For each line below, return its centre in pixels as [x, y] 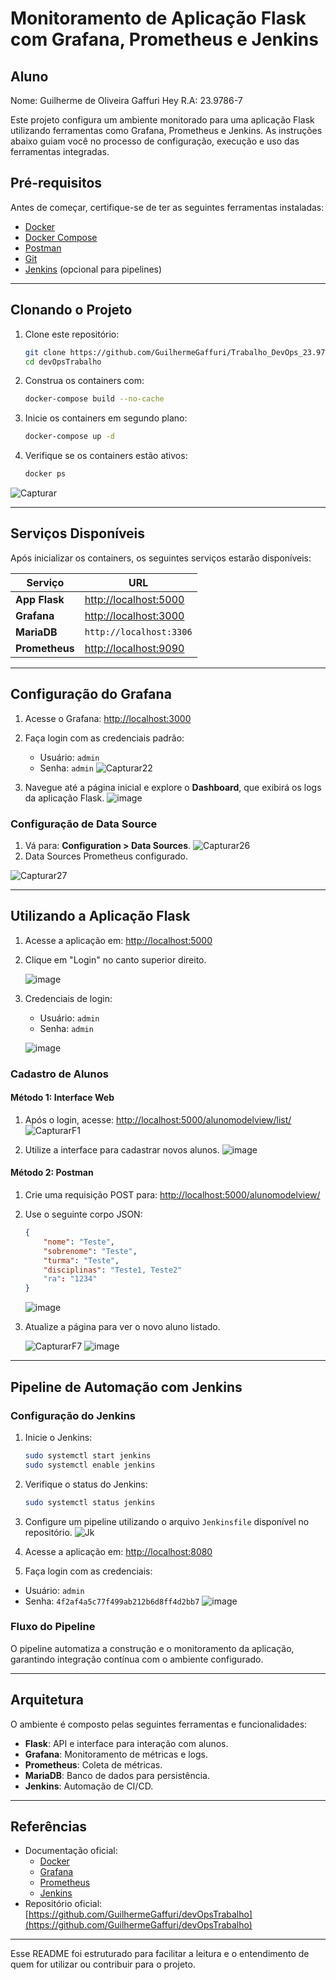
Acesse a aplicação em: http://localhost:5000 [118, 940]
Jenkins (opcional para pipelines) [93, 269]
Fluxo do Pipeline [53, 1627]
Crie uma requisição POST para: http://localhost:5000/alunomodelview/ [172, 1195]
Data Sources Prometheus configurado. [106, 856]
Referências [49, 1826]
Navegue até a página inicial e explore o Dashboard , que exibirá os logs [173, 787]
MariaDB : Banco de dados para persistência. [117, 1775]
